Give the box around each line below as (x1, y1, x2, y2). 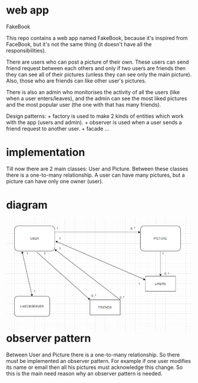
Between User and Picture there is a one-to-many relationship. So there (6, 351, 180, 358)
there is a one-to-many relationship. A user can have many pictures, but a (6, 171, 185, 179)
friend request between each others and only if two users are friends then (6, 64, 186, 71)
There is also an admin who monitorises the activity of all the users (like (6, 88, 180, 95)
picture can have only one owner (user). (6, 177, 104, 184)
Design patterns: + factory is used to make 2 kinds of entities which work (6, 113, 184, 120)
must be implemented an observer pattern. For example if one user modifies (6, 357, 192, 364)
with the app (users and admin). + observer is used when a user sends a (6, 118, 182, 126)
